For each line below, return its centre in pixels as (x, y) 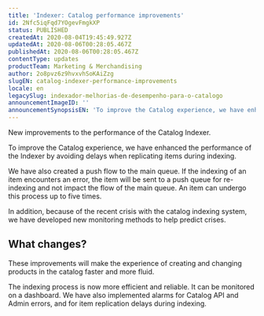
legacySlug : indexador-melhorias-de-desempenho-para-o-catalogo (115, 96)
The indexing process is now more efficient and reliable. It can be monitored (132, 286)
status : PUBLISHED (38, 30)
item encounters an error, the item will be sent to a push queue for (115, 180)
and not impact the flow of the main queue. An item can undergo (142, 188)
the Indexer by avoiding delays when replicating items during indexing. (123, 156)
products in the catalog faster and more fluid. (81, 271)
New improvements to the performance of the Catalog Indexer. (110, 133)
